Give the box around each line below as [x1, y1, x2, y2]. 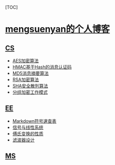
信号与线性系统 [12, 124, 43, 130]
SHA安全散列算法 [12, 83, 48, 89]
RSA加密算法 [12, 76, 39, 82]
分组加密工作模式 [12, 89, 48, 95]
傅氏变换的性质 [12, 130, 43, 136]
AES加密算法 [12, 58, 39, 63]
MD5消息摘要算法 [12, 70, 49, 76]
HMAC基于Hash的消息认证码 [12, 64, 72, 70]
